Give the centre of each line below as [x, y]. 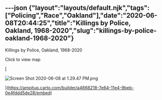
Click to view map [23, 59]
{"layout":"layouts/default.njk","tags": [89, 8]
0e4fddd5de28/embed [28, 93]
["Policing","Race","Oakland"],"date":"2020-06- [81, 16]
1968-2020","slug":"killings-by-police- [95, 31]
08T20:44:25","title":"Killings [52, 23]
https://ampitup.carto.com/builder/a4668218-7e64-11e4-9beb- [71, 87]
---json [16, 8]
